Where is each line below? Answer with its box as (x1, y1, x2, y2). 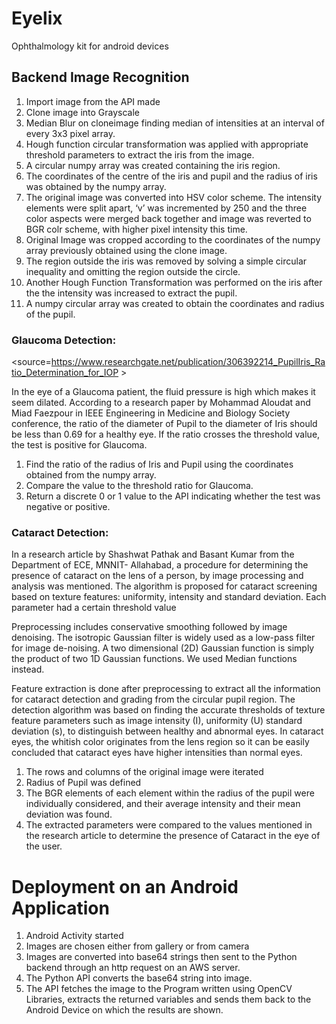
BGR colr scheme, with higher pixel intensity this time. (25, 223, 248, 235)
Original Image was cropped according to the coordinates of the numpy (25, 233, 321, 246)
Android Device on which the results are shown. (25, 1004, 224, 1016)
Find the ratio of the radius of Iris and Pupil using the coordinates (25, 458, 294, 471)
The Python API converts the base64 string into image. (25, 972, 253, 984)
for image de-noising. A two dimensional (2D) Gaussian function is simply (11, 642, 315, 654)
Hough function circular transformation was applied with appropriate (25, 138, 309, 150)
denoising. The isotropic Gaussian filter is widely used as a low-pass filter (11, 632, 316, 644)
